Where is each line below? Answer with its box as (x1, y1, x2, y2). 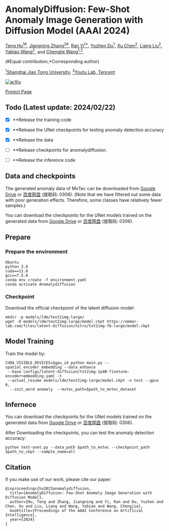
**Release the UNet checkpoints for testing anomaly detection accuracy (12, 127, 164, 133)
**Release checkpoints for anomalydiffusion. (12, 147, 107, 153)
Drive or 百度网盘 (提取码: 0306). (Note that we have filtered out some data (5, 191, 161, 197)
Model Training (5, 337, 54, 346)
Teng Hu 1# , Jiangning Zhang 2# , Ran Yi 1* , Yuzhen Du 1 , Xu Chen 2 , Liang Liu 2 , (5, 41, 162, 48)
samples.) (5, 202, 26, 208)
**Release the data (12, 137, 53, 143)
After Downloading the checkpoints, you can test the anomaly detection (5, 430, 154, 436)
